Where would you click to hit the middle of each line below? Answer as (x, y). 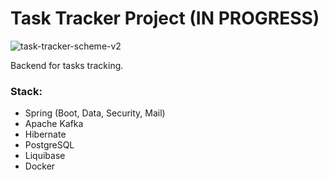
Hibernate (45, 134)
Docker (40, 166)
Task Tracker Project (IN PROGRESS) (165, 18)
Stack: (26, 91)
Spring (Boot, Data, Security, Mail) (95, 113)
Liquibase (45, 156)
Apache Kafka (54, 124)
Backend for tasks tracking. (67, 65)
